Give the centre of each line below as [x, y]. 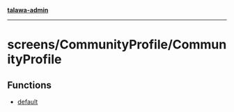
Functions [30, 85]
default [28, 102]
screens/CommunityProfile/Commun [117, 45]
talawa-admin [28, 10]
